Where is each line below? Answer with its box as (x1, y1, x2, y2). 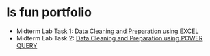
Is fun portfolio (6, 5, 92, 20)
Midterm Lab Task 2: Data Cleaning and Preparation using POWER (16, 34, 203, 42)
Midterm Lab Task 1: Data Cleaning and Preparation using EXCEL (16, 27, 199, 35)
